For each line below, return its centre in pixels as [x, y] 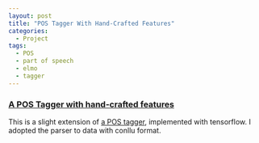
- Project [32, 38]
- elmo [27, 69]
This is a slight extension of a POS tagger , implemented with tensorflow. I [130, 121]
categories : [28, 31]
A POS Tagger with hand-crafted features [92, 104]
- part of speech [45, 61]
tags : [17, 46]
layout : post [30, 16]
